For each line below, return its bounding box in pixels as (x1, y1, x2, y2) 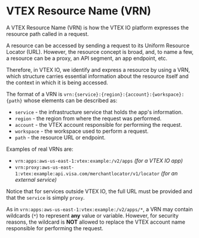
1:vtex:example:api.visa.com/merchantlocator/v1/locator (14, 170, 160, 177)
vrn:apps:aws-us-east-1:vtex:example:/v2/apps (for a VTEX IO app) (14, 157, 183, 164)
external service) (14, 176, 57, 183)
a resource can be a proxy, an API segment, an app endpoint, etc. (6, 54, 168, 62)
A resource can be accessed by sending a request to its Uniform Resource (6, 42, 190, 49)
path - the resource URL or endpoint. (14, 133, 106, 141)
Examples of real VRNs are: (6, 145, 74, 152)
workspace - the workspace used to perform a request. (14, 127, 149, 135)
